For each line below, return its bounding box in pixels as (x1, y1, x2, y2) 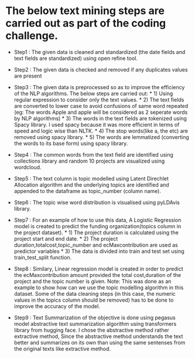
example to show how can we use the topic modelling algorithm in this (13, 283, 184, 291)
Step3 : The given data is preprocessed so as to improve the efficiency (13, 83, 185, 90)
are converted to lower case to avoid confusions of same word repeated (13, 102, 189, 109)
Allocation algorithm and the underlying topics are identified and (13, 181, 169, 188)
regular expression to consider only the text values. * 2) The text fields (13, 96, 184, 103)
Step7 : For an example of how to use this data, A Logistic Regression (13, 216, 182, 224)
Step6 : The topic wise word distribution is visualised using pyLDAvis (13, 198, 180, 206)
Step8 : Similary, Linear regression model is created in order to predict (13, 265, 184, 272)
